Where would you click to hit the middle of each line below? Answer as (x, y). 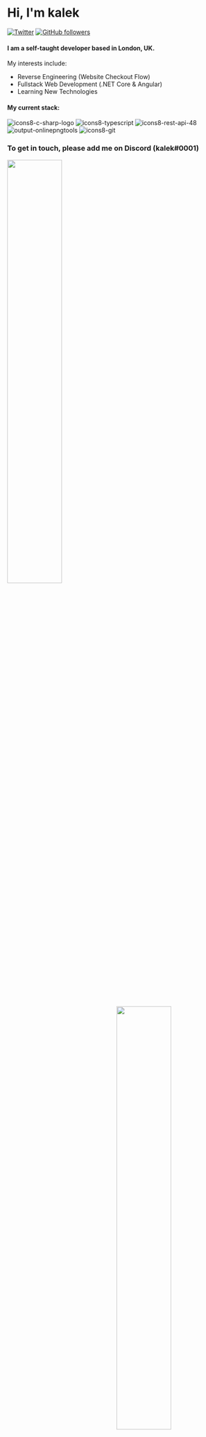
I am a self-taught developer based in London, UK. (81, 48)
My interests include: (37, 63)
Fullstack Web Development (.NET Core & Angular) (90, 84)
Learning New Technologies (58, 92)
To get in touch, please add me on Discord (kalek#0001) (103, 149)
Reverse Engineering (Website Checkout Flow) (84, 77)
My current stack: (34, 107)
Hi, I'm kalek (43, 13)
